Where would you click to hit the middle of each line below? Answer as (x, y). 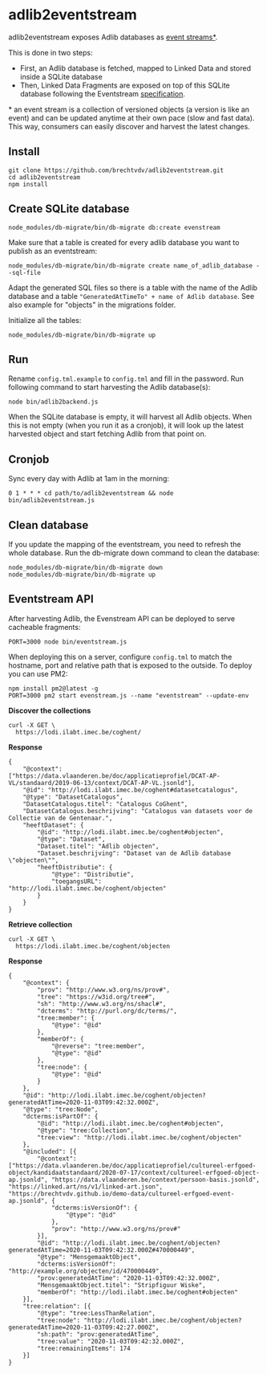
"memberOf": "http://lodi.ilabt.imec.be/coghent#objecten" (138, 1292)
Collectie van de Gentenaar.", (61, 818)
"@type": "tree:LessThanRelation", (97, 1313)
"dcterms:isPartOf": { (61, 1116)
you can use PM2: (38, 673)
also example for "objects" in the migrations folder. (92, 305)
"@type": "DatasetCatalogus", (73, 797)
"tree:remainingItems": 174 (84, 1348)
